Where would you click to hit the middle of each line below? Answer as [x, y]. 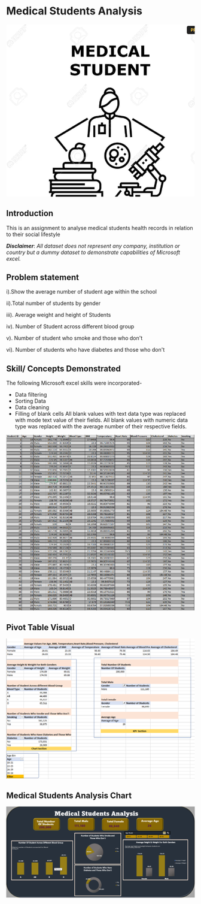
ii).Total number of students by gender [54, 303]
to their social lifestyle [33, 234]
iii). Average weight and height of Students [59, 315]
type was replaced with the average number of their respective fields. [101, 427]
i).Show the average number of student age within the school [82, 292]
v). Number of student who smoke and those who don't [74, 338]
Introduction [30, 214]
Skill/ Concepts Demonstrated [63, 369]
